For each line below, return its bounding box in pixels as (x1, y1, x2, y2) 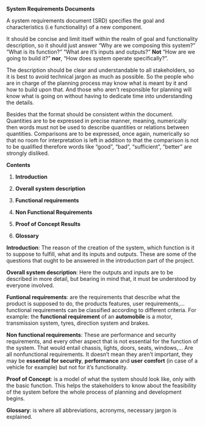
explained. (6, 413, 32, 420)
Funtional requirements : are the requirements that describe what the (6, 294, 181, 300)
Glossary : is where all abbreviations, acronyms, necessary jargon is (6, 406, 177, 414)
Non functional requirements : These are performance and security (6, 332, 176, 338)
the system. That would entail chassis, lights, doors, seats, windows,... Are (6, 344, 193, 351)
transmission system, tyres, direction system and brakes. (6, 319, 150, 327)
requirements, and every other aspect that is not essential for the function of (6, 338, 198, 345)
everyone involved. (6, 282, 54, 289)
